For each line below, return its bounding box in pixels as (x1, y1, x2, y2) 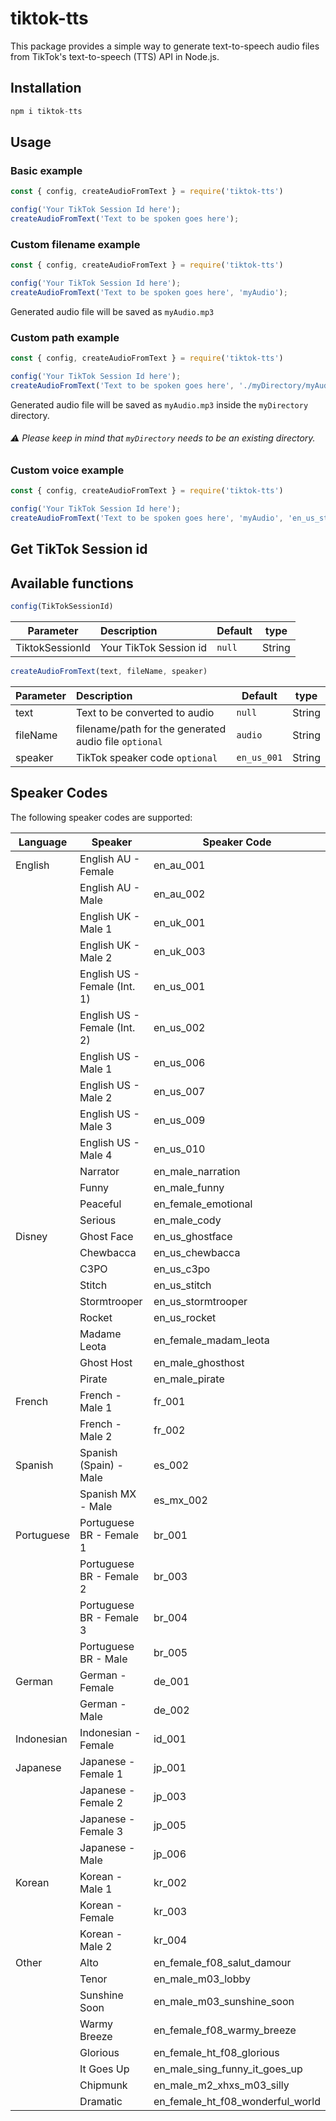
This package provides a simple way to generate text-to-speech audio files (10, 40, 320, 52)
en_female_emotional (153, 1197, 253, 1211)
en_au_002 (153, 887, 206, 901)
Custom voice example (10, 463, 125, 477)
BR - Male (79, 1652, 128, 1666)
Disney (15, 1229, 48, 1243)
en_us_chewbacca (153, 1245, 241, 1259)
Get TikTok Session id (10, 541, 148, 558)
